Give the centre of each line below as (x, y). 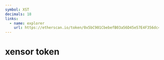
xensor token (32, 52)
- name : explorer (27, 23)
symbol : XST (17, 10)
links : (12, 19)
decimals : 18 (18, 14)
